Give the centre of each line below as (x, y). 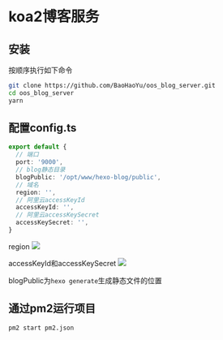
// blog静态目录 (41, 170)
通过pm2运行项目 (52, 309)
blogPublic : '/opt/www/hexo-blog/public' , (88, 177)
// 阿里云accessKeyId (50, 200)
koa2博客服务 (54, 17)
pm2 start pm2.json (41, 328)
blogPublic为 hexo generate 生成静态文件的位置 (85, 280)
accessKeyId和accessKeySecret (62, 263)
